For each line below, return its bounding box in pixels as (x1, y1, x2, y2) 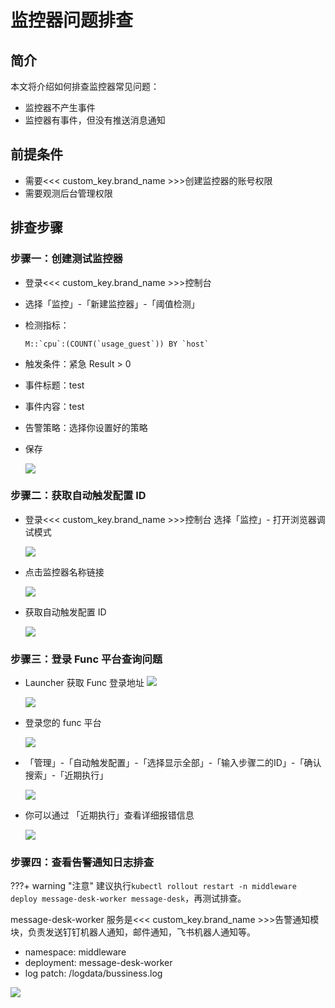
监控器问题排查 (10, 9, 134, 32)
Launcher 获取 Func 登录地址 (24, 677, 145, 689)
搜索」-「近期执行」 (24, 769, 109, 781)
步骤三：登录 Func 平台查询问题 (10, 652, 163, 666)
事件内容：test (24, 400, 85, 412)
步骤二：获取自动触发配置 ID (10, 489, 147, 503)
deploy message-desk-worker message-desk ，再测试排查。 (10, 892, 247, 905)
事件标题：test (24, 379, 85, 391)
